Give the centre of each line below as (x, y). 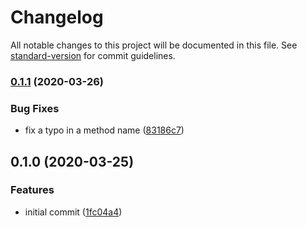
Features (32, 190)
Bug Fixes (35, 108)
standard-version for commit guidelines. (93, 55)
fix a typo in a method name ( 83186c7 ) (104, 130)
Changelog (57, 17)
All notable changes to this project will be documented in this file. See (154, 45)
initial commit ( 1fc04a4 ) (73, 212)
